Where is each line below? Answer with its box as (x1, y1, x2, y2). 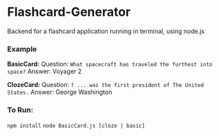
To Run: (7, 105, 34, 115)
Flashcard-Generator (7, 4, 131, 20)
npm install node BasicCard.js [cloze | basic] (7, 122, 145, 129)
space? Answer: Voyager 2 (7, 67, 82, 76)
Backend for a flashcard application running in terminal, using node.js (7, 27, 205, 35)
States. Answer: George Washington (7, 88, 113, 97)
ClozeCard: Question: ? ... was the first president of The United (7, 81, 204, 89)
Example (7, 44, 37, 54)
